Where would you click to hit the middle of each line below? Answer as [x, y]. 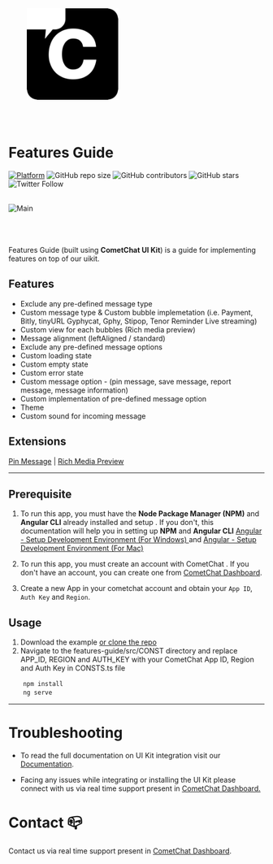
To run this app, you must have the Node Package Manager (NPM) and [140, 514]
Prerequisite [40, 494]
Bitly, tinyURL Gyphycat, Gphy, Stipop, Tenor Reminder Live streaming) [139, 321]
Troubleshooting [66, 733]
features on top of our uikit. [54, 258]
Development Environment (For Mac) [82, 549]
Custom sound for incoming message [83, 416]
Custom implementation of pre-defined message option [113, 398]
